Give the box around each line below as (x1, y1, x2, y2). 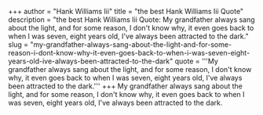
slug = (8, 40, 29, 49)
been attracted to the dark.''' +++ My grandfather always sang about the (8, 81, 243, 91)
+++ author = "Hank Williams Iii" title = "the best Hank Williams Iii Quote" (8, 7, 244, 16)
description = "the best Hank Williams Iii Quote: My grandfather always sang (8, 15, 255, 24)
